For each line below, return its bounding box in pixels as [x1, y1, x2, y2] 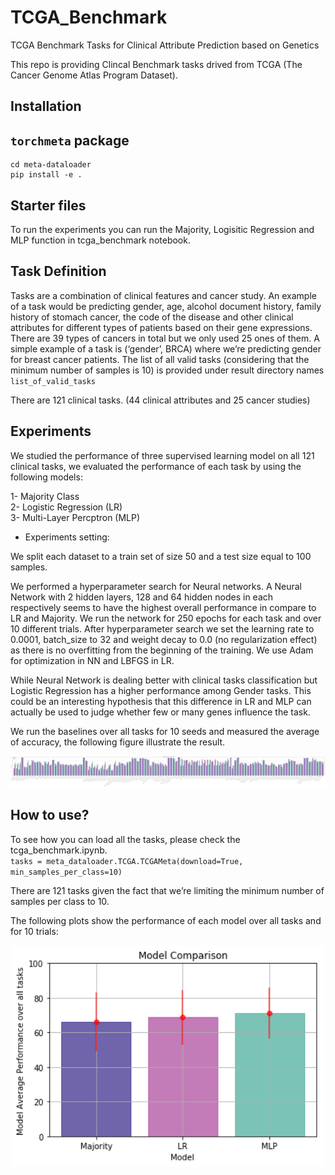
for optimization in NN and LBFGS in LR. [10, 654, 175, 666]
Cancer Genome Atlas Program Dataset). [10, 69, 178, 81]
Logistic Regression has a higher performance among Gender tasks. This [10, 684, 312, 696]
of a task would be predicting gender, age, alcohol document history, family [10, 300, 322, 312]
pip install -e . [10, 170, 83, 180]
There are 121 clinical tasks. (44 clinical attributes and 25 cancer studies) [10, 394, 311, 406]
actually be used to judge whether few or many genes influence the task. [10, 706, 311, 718]
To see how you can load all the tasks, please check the [10, 833, 241, 845]
